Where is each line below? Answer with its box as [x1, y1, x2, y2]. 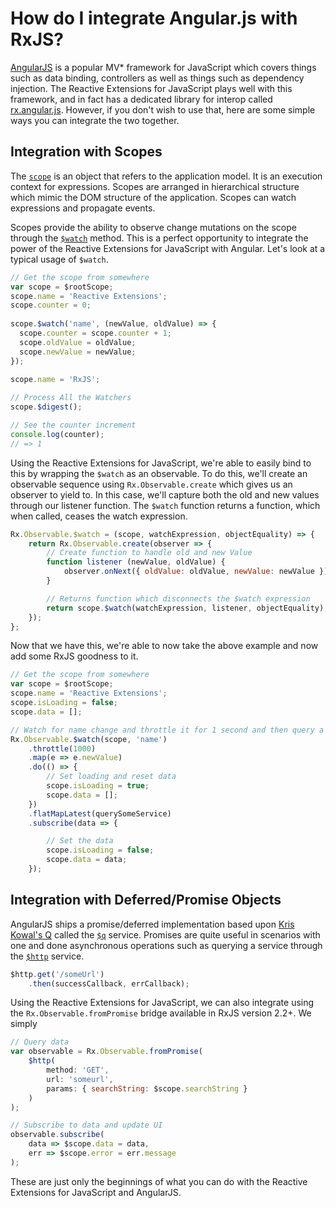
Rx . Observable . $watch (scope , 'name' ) [10, 734, 168, 744]
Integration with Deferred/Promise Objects [10, 892, 282, 909]
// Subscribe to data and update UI [10, 1120, 163, 1131]
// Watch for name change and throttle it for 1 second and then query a [10, 725, 325, 735]
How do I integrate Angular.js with [10, 7, 298, 30]
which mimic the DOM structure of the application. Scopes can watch [10, 191, 297, 203]
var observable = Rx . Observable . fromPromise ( [10, 1047, 203, 1057]
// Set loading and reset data [46, 772, 177, 782]
